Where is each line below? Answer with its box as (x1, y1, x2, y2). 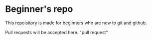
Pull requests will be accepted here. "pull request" (5, 29, 108, 35)
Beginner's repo (5, 3, 73, 15)
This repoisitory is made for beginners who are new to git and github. (5, 20, 147, 26)
